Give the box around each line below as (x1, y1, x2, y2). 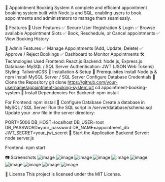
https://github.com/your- (67, 79, 118, 85)
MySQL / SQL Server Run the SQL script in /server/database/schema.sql (5, 105, 152, 110)
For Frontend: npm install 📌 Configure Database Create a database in (5, 99, 145, 105)
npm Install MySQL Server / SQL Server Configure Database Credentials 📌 (5, 74, 156, 80)
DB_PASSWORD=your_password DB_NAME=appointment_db (5, 125, 129, 130)
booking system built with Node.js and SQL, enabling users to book (5, 10, 142, 16)
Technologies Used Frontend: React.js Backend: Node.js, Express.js (5, 58, 143, 64)
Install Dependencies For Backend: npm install (25, 90, 119, 96)
